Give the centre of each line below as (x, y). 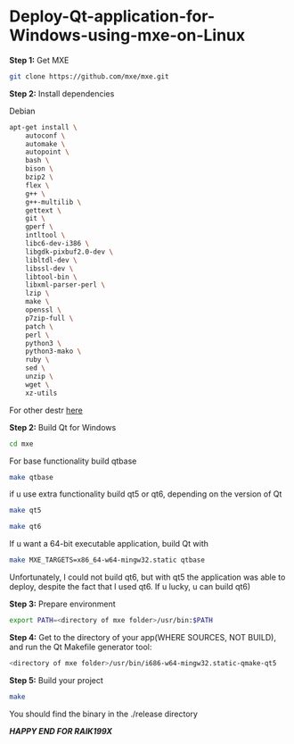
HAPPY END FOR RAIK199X (61, 731)
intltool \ (45, 235)
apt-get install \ (43, 127)
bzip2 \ (39, 177)
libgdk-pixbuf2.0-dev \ (69, 252)
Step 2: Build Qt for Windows (63, 427)
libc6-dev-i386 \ (57, 244)
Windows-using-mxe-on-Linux (127, 35)
